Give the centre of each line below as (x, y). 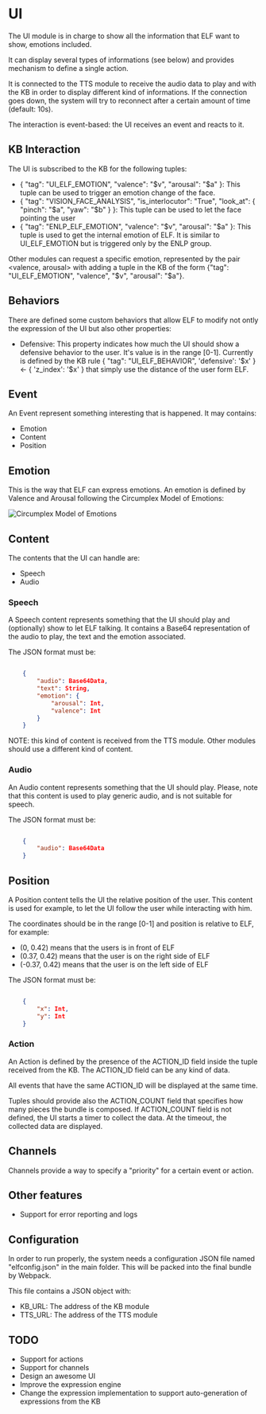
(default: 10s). (31, 109)
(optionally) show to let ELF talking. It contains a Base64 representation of (129, 628)
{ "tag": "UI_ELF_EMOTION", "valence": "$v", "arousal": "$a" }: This (130, 184)
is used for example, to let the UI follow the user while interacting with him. (130, 908)
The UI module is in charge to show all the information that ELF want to (124, 36)
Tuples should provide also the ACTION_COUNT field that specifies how (126, 1100)
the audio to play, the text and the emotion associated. (97, 637)
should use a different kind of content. (71, 749)
